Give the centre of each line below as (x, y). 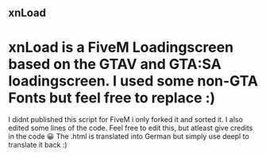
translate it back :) (38, 145)
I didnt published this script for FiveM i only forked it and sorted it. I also (126, 120)
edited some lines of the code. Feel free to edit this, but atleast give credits (131, 128)
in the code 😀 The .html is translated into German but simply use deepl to (129, 136)
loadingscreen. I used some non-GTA (133, 80)
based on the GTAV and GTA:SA (115, 64)
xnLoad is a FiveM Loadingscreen (121, 47)
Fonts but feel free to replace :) (112, 98)
